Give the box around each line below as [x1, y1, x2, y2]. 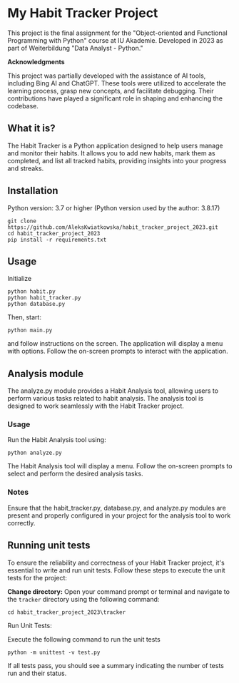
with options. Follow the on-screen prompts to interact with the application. [7, 347, 228, 356]
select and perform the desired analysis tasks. [7, 469, 143, 478]
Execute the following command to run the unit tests [7, 635, 161, 643]
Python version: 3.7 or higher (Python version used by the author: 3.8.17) [7, 203, 220, 212]
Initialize [7, 274, 32, 283]
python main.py [7, 327, 53, 334]
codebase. [7, 101, 39, 110]
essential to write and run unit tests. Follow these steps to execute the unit [7, 565, 226, 575]
